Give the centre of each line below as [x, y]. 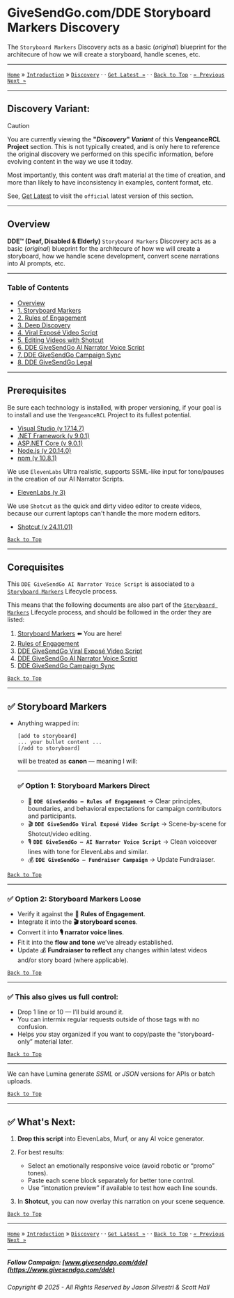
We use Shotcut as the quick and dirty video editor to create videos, [104, 506]
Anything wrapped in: [48, 723]
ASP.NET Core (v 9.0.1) [50, 443]
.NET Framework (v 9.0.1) [53, 435]
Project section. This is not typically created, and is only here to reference [114, 146]
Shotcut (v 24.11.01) [45, 527]
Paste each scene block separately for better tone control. [111, 1180]
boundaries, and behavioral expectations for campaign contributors [124, 808]
